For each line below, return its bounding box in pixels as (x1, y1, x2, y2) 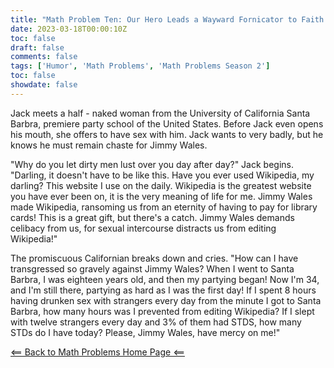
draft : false (10, 42, 65, 53)
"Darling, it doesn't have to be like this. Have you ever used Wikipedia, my (10, 169, 315, 181)
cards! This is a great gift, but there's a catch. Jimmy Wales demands (10, 211, 295, 223)
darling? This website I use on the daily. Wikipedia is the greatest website (10, 179, 312, 191)
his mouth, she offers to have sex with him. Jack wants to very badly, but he (10, 128, 324, 140)
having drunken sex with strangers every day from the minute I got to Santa (10, 294, 322, 306)
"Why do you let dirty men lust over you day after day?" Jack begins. (10, 158, 294, 170)
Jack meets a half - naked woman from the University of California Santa (10, 107, 311, 119)
